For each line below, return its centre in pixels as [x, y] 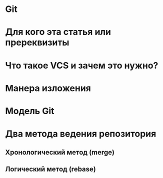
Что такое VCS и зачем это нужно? [82, 65]
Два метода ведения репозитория [81, 134]
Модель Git [30, 111]
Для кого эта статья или [58, 32]
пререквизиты [37, 43]
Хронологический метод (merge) [60, 152]
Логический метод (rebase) [50, 169]
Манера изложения [48, 88]
